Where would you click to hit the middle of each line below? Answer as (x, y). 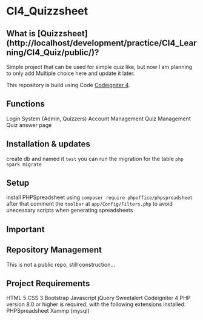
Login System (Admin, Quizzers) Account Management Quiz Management (98, 119)
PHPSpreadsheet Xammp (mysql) (48, 311)
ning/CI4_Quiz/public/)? (53, 52)
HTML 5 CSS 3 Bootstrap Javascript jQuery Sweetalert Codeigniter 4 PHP (98, 298)
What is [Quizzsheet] (47, 34)
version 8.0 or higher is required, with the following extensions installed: (96, 304)
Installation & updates (48, 144)
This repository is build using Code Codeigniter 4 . (68, 85)
